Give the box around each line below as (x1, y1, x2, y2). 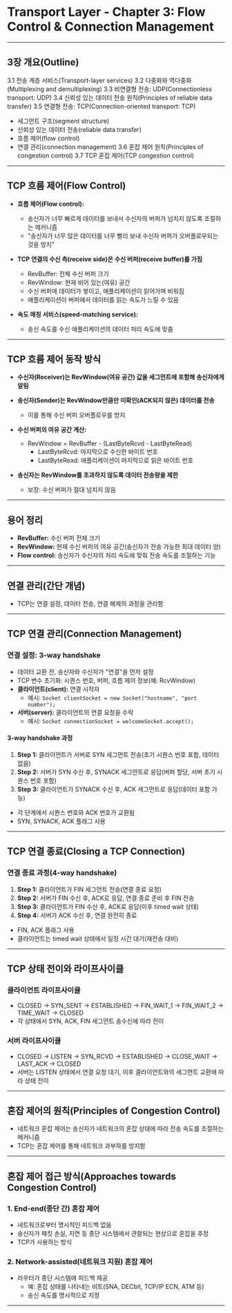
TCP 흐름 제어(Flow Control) (7, 180, 126, 192)
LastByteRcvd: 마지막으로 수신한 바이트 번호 (37, 448, 158, 456)
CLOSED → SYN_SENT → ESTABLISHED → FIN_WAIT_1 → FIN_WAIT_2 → (17, 1001, 224, 1010)
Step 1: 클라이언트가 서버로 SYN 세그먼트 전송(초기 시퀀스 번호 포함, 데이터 (17, 750, 220, 758)
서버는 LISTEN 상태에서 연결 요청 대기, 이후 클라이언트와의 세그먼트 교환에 (17, 1068, 217, 1076)
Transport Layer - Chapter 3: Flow (7, 4, 206, 20)
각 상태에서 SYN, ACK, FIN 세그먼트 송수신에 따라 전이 (17, 1017, 164, 1026)
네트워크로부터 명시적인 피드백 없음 (17, 1220, 112, 1229)
